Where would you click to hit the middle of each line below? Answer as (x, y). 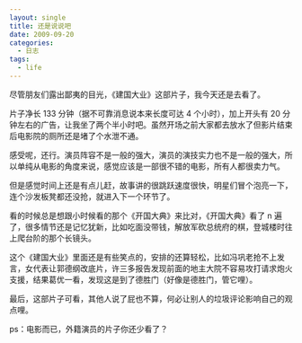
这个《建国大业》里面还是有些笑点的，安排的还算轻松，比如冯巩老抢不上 (143, 257)
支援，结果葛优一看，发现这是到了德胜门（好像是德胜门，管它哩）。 (133, 279)
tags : (19, 59)
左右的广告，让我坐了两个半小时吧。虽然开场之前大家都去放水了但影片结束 (155, 124)
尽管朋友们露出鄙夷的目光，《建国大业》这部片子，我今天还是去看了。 (137, 94)
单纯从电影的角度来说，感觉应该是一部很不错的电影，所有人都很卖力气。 (151, 166)
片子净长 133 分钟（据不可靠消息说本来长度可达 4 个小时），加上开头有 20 (145, 113)
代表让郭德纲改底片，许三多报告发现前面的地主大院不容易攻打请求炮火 (163, 268)
